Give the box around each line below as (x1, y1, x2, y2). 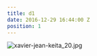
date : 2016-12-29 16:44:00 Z (7, 16, 90, 23)
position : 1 (7, 23, 41, 29)
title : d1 (7, 10, 36, 17)
